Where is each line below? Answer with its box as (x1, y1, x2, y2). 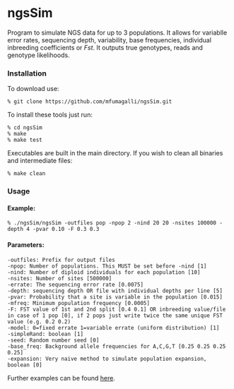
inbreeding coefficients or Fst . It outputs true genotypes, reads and (7, 43, 204, 52)
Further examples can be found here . (7, 373, 115, 382)
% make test (7, 136, 42, 144)
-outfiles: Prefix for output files (7, 256, 115, 263)
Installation (7, 68, 47, 78)
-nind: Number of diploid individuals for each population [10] (7, 268, 201, 276)
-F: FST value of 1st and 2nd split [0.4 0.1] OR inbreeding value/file (7, 306, 226, 313)
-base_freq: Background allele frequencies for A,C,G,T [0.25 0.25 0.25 (7, 342, 226, 350)
